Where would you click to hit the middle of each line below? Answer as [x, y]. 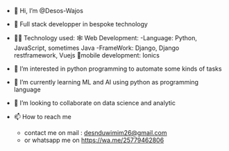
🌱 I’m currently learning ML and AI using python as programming [106, 82]
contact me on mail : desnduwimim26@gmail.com [96, 133]
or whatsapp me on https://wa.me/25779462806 [94, 140]
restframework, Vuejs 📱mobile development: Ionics [86, 55]
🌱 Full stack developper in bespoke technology [80, 24]
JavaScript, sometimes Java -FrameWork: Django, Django [96, 48]
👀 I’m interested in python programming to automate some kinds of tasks [118, 69]
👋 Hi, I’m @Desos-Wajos [48, 11]
